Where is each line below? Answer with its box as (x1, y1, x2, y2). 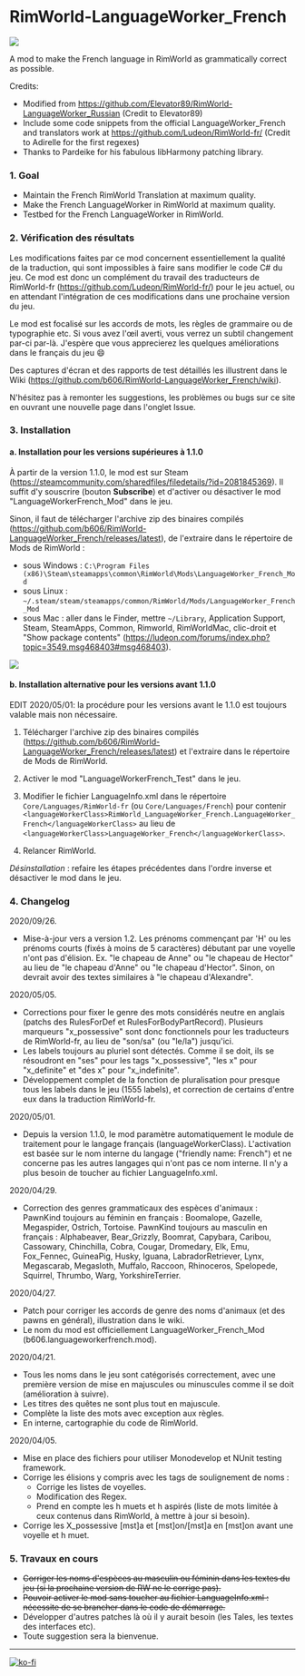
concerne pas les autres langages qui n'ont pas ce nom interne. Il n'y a (22, 1158, 289, 1169)
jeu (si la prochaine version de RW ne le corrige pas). (22, 1583, 221, 1593)
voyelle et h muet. (22, 1530, 90, 1541)
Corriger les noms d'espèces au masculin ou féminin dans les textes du (22, 1573, 290, 1584)
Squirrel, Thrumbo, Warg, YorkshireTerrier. (22, 1270, 182, 1281)
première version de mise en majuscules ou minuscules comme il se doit (22, 1379, 294, 1390)
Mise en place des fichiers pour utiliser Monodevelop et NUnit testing (22, 1453, 282, 1464)
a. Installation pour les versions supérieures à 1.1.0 (9, 446, 204, 457)
